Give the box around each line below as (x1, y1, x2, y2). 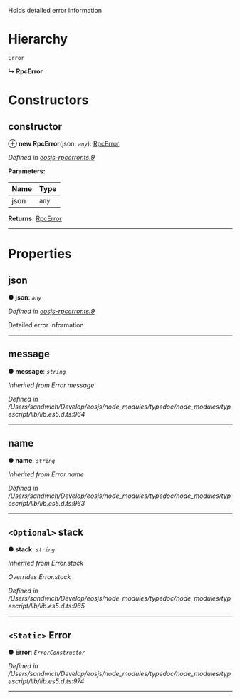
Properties (8, 246, 72, 262)
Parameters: (8, 167, 46, 175)
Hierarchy (8, 31, 68, 47)
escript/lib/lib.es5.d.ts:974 (8, 677, 85, 685)
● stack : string (8, 545, 56, 553)
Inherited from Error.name (8, 470, 85, 479)
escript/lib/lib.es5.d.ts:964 (8, 409, 85, 418)
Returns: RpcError (8, 214, 63, 223)
